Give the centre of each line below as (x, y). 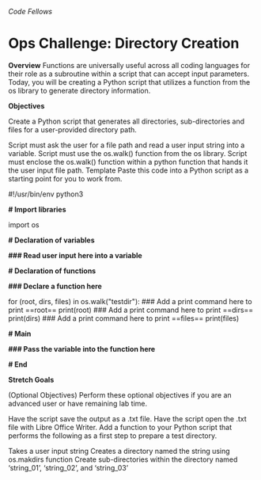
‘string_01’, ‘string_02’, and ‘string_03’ (68, 467)
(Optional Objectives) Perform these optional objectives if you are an (120, 394)
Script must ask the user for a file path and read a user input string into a (127, 145)
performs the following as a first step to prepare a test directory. (113, 436)
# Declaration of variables (51, 240)
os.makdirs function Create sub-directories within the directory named (123, 459)
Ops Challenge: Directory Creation (124, 44)
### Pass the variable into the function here (82, 349)
